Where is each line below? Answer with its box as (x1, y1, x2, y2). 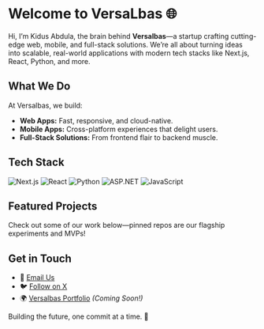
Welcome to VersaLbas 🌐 (8, 5, 177, 23)
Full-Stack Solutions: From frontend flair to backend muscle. (19, 132, 218, 142)
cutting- (230, 31, 257, 40)
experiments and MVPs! (8, 229, 86, 238)
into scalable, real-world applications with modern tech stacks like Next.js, (8, 48, 250, 58)
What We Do (8, 80, 71, 93)
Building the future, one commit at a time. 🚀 (8, 312, 149, 321)
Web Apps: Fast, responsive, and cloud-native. (19, 115, 173, 125)
